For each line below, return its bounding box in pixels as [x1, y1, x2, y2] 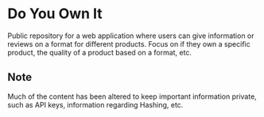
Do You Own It [7, 5, 103, 23]
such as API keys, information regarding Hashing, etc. [7, 100, 184, 109]
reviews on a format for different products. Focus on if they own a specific [7, 39, 251, 48]
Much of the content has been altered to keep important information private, [7, 92, 258, 101]
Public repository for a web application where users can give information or [7, 31, 255, 40]
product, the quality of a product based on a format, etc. [7, 47, 192, 57]
